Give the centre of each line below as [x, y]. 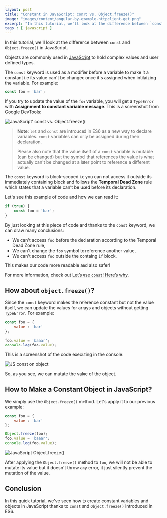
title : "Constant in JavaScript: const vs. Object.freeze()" [70, 14]
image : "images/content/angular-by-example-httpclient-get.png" [73, 19]
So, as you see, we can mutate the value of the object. [61, 374]
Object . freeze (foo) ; [27, 434]
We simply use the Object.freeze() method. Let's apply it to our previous [80, 401]
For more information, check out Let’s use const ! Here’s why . [67, 275]
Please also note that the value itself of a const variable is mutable [85, 151]
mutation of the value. [28, 473]
